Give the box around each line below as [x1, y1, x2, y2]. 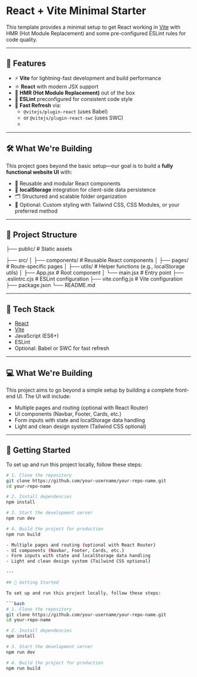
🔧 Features [6, 59, 46, 69]
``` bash [6, 601, 25, 607]
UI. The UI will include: [16, 393, 72, 400]
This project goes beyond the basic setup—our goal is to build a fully [6, 162, 174, 169]
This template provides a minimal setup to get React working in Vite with [6, 23, 181, 31]
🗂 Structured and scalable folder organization [14, 193, 127, 200]
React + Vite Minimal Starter [6, 4, 147, 18]
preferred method [14, 207, 57, 214]
